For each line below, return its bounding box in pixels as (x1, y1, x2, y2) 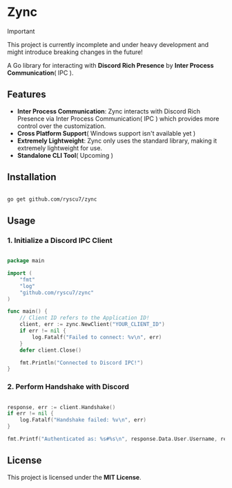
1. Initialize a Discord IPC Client (7, 235, 113, 245)
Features (7, 89, 46, 100)
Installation (7, 171, 57, 183)
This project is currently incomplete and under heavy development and (7, 40, 209, 48)
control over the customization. (17, 122, 106, 130)
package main (7, 257, 45, 264)
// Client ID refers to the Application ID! (19, 314, 150, 322)
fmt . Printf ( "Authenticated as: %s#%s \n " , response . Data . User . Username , (7, 435, 217, 443)
